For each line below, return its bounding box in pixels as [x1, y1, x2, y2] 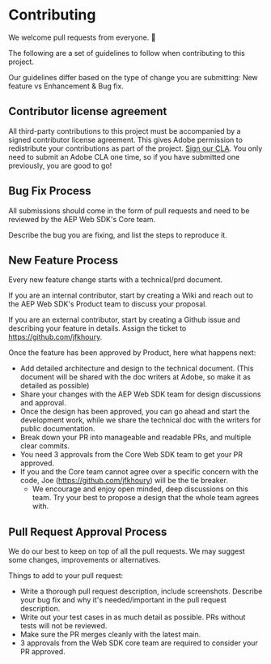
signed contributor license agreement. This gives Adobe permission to [8, 135, 243, 144]
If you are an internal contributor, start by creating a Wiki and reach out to [8, 290, 253, 301]
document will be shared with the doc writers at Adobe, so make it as [19, 372, 251, 382]
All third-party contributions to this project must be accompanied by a [8, 126, 241, 135]
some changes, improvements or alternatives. [8, 555, 161, 565]
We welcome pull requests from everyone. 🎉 [8, 32, 156, 42]
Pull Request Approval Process [8, 525, 167, 538]
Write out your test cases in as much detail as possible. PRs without [19, 612, 246, 622]
